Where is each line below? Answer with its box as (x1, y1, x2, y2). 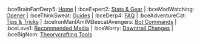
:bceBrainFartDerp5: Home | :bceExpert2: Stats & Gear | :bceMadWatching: (6, 6, 195, 12)
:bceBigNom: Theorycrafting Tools (6, 31, 93, 38)
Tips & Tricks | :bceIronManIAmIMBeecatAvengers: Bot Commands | (6, 18, 177, 25)
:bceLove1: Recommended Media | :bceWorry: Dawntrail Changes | (6, 24, 174, 32)
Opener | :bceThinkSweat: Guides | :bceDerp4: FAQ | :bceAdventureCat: (6, 12, 187, 19)
